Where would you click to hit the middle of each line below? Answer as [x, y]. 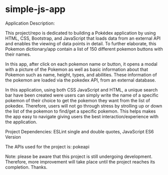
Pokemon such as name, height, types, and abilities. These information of [81, 74]
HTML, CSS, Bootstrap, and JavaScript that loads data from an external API [83, 38]
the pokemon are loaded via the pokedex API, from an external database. [81, 80]
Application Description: [30, 23]
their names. [18, 54]
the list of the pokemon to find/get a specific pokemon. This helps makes [81, 111]
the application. [21, 122]
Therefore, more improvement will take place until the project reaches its [80, 161]
